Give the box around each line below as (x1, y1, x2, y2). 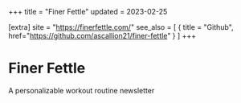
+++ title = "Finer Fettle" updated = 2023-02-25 (8, 7, 168, 16)
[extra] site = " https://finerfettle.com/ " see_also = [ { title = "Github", (8, 23, 235, 31)
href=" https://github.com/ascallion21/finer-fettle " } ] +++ (8, 31, 197, 40)
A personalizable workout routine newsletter (8, 85, 155, 95)
